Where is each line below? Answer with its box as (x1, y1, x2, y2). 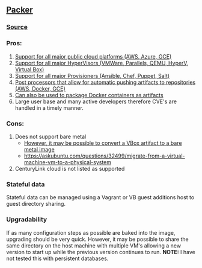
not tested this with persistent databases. (6, 255, 109, 262)
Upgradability (6, 215, 47, 224)
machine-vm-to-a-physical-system (23, 158, 112, 165)
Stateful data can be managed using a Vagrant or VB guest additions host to (6, 194, 195, 201)
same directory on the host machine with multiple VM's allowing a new (6, 241, 182, 249)
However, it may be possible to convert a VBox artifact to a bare (23, 139, 182, 147)
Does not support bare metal (14, 133, 87, 140)
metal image (23, 145, 55, 153)
